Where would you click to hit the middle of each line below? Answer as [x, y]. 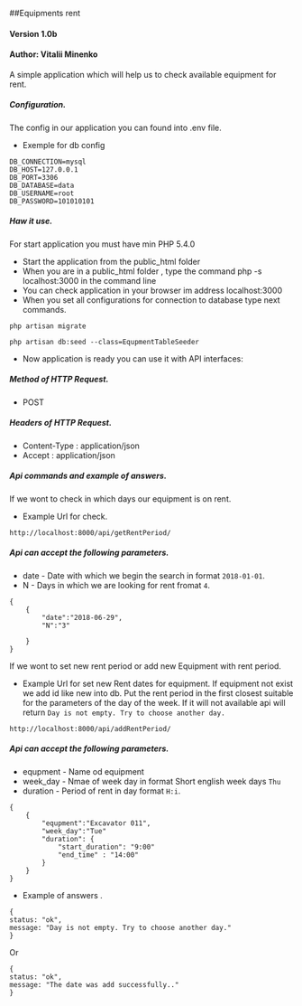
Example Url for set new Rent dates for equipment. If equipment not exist [158, 683]
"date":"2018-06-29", [82, 617]
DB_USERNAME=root [42, 193]
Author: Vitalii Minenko [54, 54]
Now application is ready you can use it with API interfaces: [133, 358]
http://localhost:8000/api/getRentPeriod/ [90, 532]
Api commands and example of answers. [88, 476]
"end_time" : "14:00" [98, 855]
